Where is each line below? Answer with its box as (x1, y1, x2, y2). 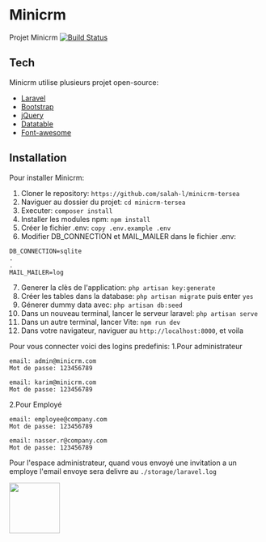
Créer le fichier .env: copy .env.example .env (20, 223, 171, 233)
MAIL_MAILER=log (9, 268, 64, 276)
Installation (9, 152, 67, 165)
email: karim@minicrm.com (9, 378, 96, 386)
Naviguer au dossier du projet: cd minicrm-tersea (20, 197, 186, 207)
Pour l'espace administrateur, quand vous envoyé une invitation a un (9, 458, 237, 467)
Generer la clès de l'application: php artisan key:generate (20, 282, 216, 292)
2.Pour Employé (9, 399, 62, 409)
